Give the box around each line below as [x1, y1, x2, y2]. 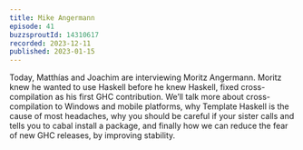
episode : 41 [9, 22, 54, 31]
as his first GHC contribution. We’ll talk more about [54, 92, 245, 103]
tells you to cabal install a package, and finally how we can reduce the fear [9, 120, 288, 132]
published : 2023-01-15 [9, 47, 95, 56]
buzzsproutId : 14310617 [9, 30, 100, 39]
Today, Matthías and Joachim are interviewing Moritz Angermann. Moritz [9, 72, 282, 83]
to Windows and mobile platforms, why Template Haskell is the [54, 101, 289, 112]
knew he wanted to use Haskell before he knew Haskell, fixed [9, 82, 239, 93]
